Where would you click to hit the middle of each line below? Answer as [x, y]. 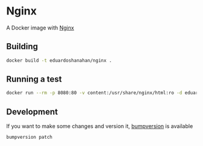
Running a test [34, 79]
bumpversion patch [29, 137]
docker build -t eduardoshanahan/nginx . [59, 60]
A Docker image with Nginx [40, 28]
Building [22, 47]
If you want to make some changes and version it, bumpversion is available [100, 126]
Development [32, 111]
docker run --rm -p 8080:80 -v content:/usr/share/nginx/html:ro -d [94, 93]
